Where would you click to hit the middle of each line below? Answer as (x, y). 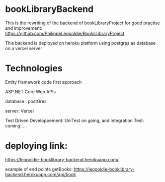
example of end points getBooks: (39, 169)
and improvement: (24, 28)
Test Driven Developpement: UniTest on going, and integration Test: (75, 121)
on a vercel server (24, 48)
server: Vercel (19, 111)
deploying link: (37, 146)
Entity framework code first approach (43, 82)
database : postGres (26, 101)
